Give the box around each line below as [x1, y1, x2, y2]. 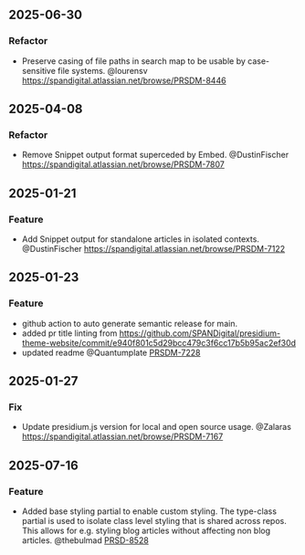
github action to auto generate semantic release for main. [21, 318, 238, 329]
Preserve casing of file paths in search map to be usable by [21, 55, 246, 67]
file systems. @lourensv [58, 65, 148, 76]
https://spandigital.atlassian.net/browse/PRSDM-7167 [21, 431, 224, 442]
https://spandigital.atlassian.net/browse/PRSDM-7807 [21, 159, 225, 170]
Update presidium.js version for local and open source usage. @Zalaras [21, 422, 291, 433]
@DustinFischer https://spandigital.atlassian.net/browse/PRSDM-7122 [21, 244, 286, 255]
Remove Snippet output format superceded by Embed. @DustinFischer [21, 150, 289, 161]
